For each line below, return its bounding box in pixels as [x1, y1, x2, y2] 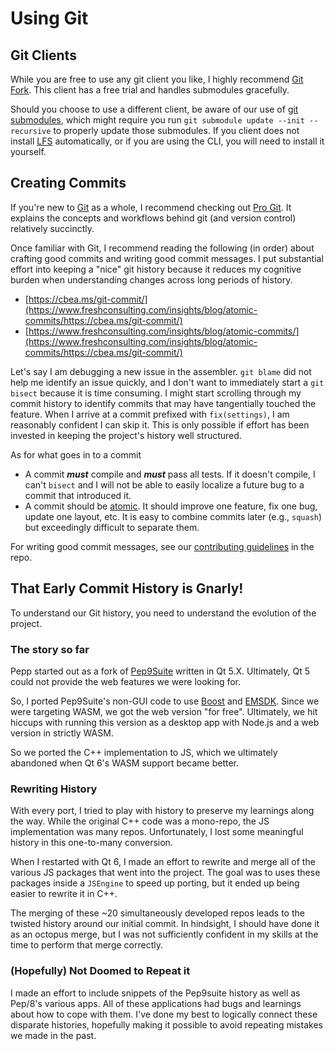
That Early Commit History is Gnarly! [10, 580, 244, 597]
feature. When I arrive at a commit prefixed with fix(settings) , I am [10, 408, 290, 420]
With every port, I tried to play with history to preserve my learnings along [10, 805, 315, 817]
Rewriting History [10, 782, 98, 796]
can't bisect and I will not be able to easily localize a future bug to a [24, 478, 305, 491]
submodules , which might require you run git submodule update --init [10, 114, 305, 126]
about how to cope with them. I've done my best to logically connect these [10, 1008, 318, 1020]
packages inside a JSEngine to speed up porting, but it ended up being [10, 877, 300, 889]
